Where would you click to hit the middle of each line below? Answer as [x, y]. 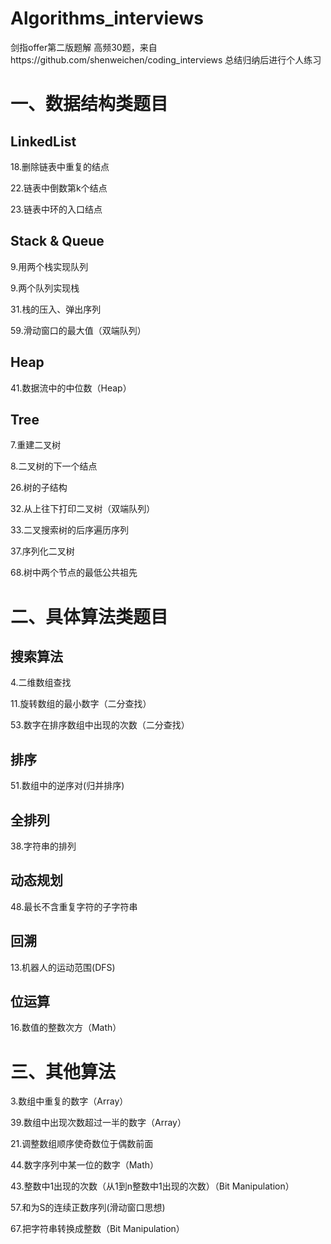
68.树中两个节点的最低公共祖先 [74, 573]
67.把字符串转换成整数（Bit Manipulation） [97, 1229]
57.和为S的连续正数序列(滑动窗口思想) [88, 1208]
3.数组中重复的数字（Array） [69, 1101]
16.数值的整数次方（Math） [66, 1028]
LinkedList [43, 141]
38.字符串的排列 [43, 846]
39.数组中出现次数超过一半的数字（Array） [98, 1123]
